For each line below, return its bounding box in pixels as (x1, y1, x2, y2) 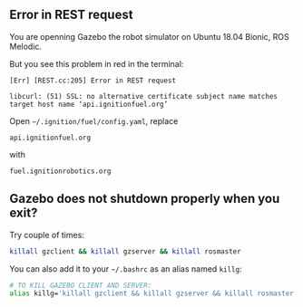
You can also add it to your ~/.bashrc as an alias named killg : (9, 263, 242, 274)
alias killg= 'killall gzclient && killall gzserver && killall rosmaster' (9, 289, 298, 298)
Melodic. (9, 41, 43, 52)
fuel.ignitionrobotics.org (9, 167, 112, 176)
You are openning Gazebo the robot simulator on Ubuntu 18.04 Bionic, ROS (9, 31, 290, 42)
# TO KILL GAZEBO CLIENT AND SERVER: (9, 281, 152, 290)
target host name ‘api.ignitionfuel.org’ (9, 100, 169, 109)
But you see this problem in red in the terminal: (9, 58, 184, 69)
